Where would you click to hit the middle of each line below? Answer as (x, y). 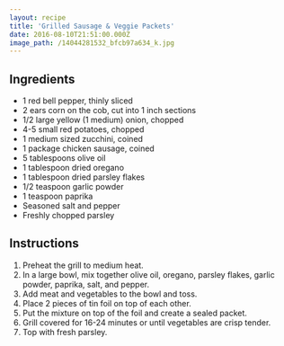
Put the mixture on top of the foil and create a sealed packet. (134, 313)
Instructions (44, 244)
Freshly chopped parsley (68, 216)
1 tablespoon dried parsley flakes (84, 177)
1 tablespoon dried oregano (73, 168)
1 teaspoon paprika (58, 196)
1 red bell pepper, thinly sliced (77, 101)
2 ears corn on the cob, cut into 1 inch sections (109, 111)
